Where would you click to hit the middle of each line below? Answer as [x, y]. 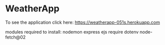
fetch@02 [16, 37]
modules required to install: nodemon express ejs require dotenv [72, 32]
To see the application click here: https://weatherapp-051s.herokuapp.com [82, 22]
